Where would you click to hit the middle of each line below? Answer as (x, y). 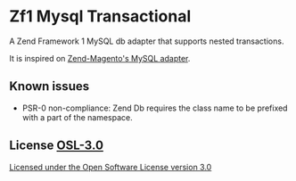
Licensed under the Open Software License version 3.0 (111, 167)
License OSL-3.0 (57, 146)
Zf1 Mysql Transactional (100, 16)
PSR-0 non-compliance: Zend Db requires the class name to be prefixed (155, 108)
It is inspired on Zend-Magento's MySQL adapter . (100, 58)
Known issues (49, 86)
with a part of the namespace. (77, 117)
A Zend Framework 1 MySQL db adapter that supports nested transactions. (147, 41)
